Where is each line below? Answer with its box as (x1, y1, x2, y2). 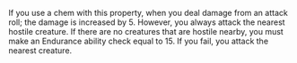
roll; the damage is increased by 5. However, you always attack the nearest (8, 17, 285, 28)
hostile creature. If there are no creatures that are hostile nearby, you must (8, 27, 284, 36)
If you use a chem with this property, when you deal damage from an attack (8, 8, 288, 18)
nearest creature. (8, 45, 73, 56)
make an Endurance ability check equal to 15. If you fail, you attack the (8, 35, 269, 46)
